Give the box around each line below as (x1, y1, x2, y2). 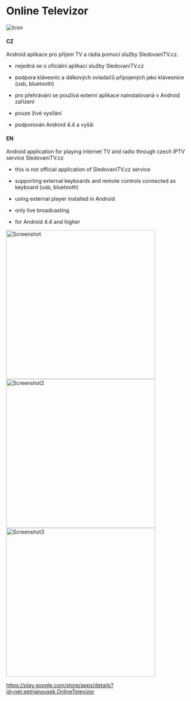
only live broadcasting (14, 207, 70, 214)
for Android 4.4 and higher (14, 219, 80, 226)
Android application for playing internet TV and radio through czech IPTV (6, 148, 186, 155)
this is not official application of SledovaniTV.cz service (14, 166, 151, 173)
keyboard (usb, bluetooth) (14, 183, 79, 191)
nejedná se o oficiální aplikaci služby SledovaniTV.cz (14, 63, 144, 70)
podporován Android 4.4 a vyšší (14, 121, 94, 129)
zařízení (14, 98, 35, 105)
